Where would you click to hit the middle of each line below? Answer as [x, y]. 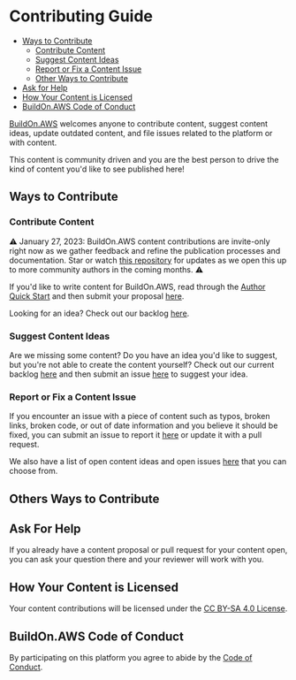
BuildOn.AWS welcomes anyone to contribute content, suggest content [138, 123]
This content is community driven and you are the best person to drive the [144, 159]
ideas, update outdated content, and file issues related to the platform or [141, 133]
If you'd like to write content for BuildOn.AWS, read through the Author [137, 287]
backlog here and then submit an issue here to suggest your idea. [129, 374]
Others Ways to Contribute [84, 498]
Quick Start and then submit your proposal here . [97, 296]
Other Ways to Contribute [81, 78]
